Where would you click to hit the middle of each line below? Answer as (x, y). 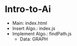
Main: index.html (30, 23)
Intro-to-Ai (28, 9)
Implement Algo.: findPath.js (42, 33)
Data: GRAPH (34, 39)
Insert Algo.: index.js (34, 28)
